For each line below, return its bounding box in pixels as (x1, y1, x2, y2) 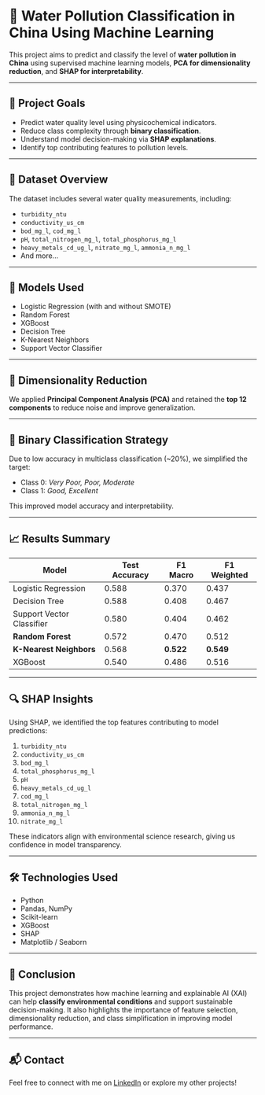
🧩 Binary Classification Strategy (9, 433, 168, 447)
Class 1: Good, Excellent (20, 486, 98, 495)
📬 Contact (9, 1053, 64, 1067)
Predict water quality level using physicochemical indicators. (20, 117, 217, 127)
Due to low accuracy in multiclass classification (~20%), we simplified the (9, 454, 248, 463)
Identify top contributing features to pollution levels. (20, 142, 189, 152)
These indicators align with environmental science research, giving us (9, 831, 235, 841)
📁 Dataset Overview (9, 173, 109, 186)
